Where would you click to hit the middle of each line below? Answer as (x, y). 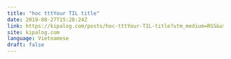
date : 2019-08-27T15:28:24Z (47, 20)
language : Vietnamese (38, 39)
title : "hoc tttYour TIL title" (53, 13)
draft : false (26, 45)
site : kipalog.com (33, 32)
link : (15, 26)
